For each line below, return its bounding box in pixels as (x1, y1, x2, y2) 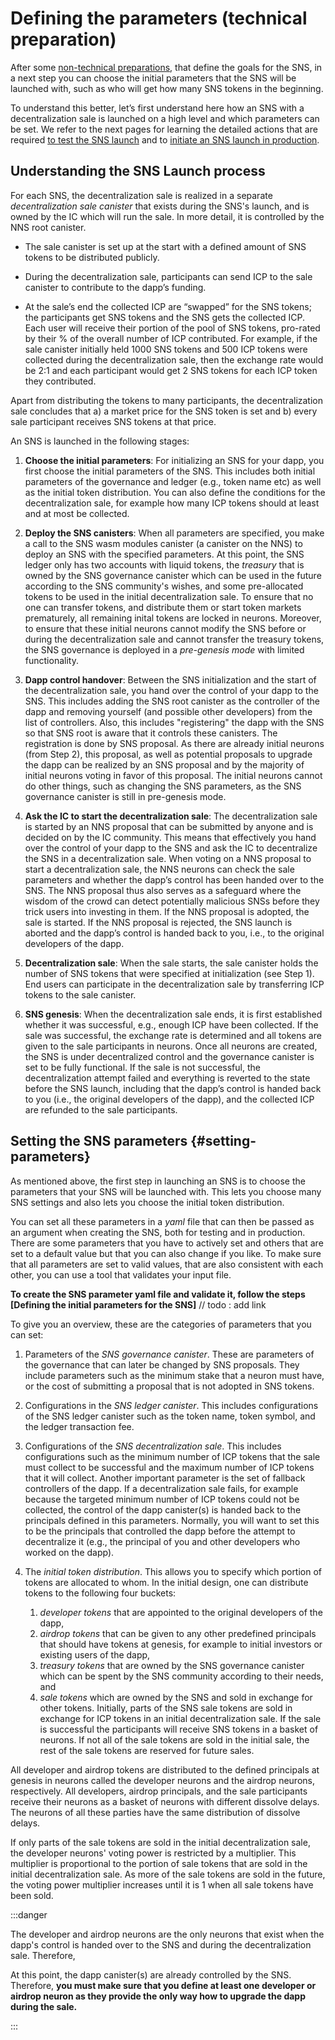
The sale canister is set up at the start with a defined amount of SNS (24, 240, 307, 252)
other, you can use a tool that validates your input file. (10, 1268, 232, 1281)
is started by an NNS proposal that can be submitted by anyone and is (24, 820, 314, 832)
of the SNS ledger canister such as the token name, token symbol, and (24, 1410, 316, 1422)
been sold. (10, 1889, 54, 1901)
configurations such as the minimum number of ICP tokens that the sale (24, 1450, 321, 1462)
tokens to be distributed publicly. (24, 251, 160, 263)
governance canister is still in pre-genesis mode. (24, 790, 227, 802)
